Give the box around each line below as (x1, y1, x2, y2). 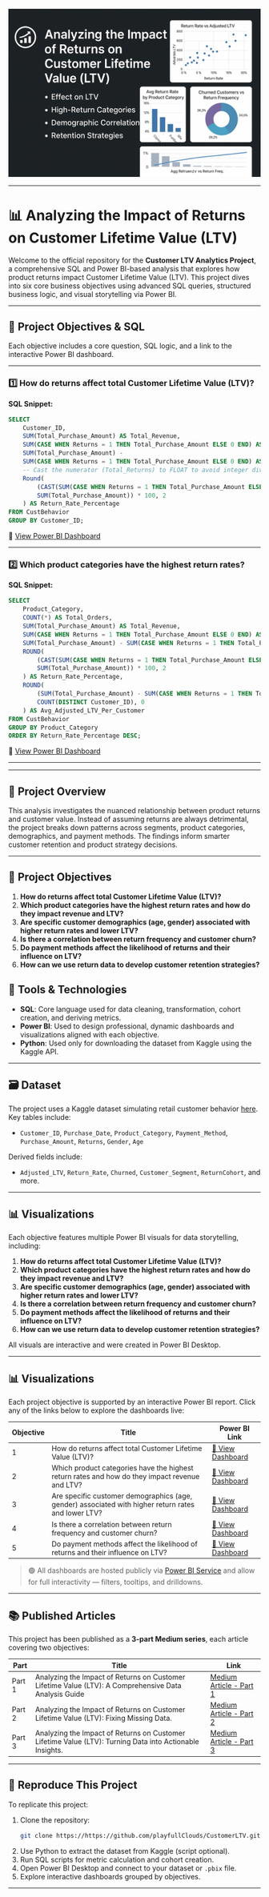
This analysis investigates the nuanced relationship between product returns (8, 806, 261, 816)
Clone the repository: (19, 1815, 90, 1825)
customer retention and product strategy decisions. (8, 840, 178, 849)
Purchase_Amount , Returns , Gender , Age (19, 1136, 144, 1145)
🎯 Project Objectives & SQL (8, 320, 146, 333)
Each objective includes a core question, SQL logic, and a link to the (8, 341, 232, 351)
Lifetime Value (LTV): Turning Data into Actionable (34, 1737, 200, 1747)
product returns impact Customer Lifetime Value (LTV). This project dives (8, 272, 250, 282)
